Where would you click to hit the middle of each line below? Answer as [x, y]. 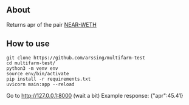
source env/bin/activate [38, 73]
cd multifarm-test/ [31, 63]
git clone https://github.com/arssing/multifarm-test [76, 58]
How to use [28, 44]
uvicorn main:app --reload [40, 84]
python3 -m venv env [33, 68]
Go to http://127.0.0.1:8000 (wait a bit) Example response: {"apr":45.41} [95, 95]
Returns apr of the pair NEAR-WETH [52, 24]
